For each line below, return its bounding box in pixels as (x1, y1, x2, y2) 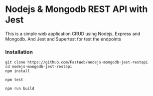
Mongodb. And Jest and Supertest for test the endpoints (5, 36, 121, 42)
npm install (5, 68, 30, 73)
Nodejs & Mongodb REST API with (5, 3, 148, 15)
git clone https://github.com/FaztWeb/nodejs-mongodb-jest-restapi (5, 60, 149, 65)
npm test (5, 77, 23, 82)
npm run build (5, 86, 35, 91)
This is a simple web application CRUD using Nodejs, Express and (5, 30, 141, 36)
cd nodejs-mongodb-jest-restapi (5, 64, 72, 69)
